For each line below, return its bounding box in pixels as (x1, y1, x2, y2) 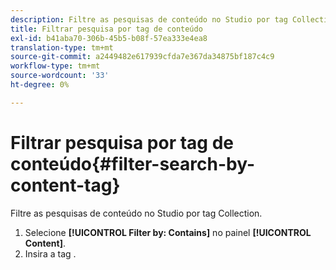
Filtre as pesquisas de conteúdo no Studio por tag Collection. (10, 207, 263, 219)
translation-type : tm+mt (10, 42, 114, 53)
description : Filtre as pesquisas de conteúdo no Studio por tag (10, 14, 288, 25)
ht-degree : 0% (10, 80, 70, 90)
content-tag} (10, 174, 121, 196)
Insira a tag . (24, 247, 77, 260)
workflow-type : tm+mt (10, 61, 101, 71)
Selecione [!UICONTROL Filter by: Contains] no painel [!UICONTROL (24, 226, 312, 238)
